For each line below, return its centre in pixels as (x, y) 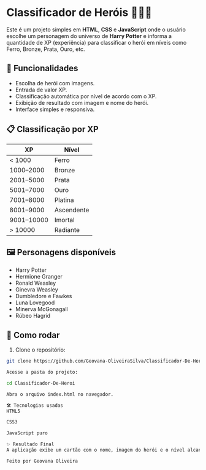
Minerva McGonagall (42, 309)
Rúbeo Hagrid (33, 316)
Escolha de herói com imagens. (55, 83)
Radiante (67, 229)
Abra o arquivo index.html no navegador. (60, 394)
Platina (64, 200)
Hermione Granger (39, 277)
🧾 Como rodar (33, 335)
